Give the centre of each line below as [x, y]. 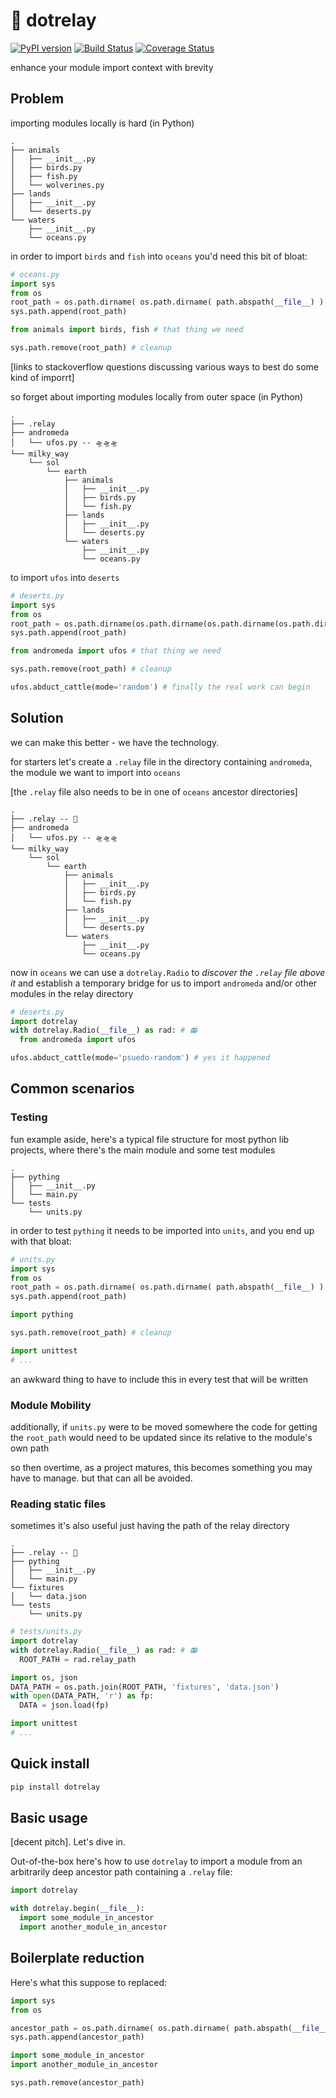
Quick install [50, 1764]
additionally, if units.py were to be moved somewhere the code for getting [164, 1426]
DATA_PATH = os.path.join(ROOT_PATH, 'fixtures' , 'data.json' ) [145, 1687]
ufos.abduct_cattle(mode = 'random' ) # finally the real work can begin [160, 687]
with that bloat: [41, 1241]
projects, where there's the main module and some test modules [143, 1150]
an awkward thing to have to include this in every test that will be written [159, 1379]
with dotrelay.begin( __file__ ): [77, 1909]
